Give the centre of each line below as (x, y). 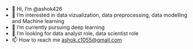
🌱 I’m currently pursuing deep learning (58, 27)
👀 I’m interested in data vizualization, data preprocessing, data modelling (99, 15)
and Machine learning (38, 21)
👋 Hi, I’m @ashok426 (37, 9)
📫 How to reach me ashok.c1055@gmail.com (67, 40)
